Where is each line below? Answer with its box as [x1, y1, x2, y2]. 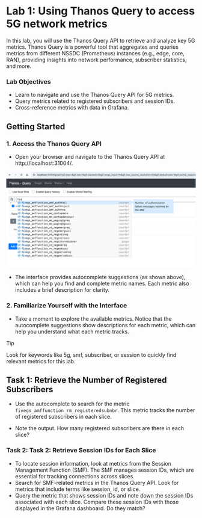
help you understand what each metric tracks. [14, 328, 129, 335]
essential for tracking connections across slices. [14, 472, 135, 479]
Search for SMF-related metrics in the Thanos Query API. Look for [14, 479, 179, 486]
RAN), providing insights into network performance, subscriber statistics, [6, 56, 187, 63]
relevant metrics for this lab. [6, 357, 76, 365]
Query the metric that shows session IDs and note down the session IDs [14, 492, 194, 499]
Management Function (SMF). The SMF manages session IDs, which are [14, 466, 194, 473]
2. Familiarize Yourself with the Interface [6, 301, 127, 310]
